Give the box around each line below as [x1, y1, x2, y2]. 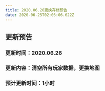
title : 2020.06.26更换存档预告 [5, 7, 68, 13]
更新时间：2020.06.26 [5, 49, 62, 57]
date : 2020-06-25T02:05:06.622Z [5, 12, 74, 17]
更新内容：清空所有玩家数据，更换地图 [5, 64, 100, 71]
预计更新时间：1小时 [5, 79, 55, 86]
